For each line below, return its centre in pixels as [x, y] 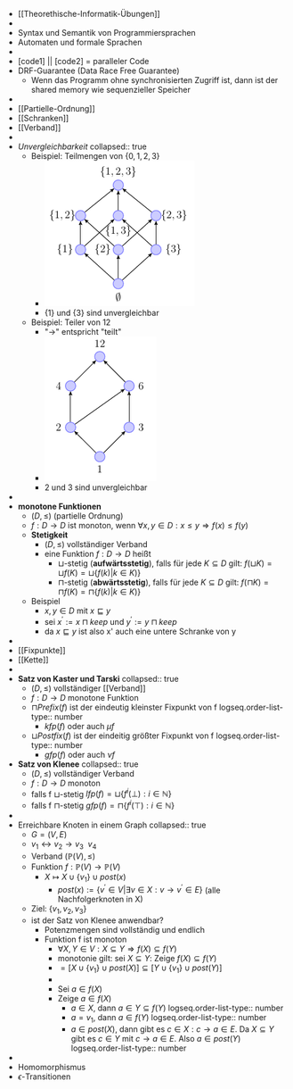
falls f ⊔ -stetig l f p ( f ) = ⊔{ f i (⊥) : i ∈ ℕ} [101, 793]
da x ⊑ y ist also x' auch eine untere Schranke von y [140, 631]
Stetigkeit [49, 535]
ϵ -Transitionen [44, 1077]
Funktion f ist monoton [85, 939]
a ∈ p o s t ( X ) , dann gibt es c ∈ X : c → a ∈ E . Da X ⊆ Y [172, 1029]
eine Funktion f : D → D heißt [98, 554]
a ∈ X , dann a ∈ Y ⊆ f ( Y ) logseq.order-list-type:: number [177, 1008]
